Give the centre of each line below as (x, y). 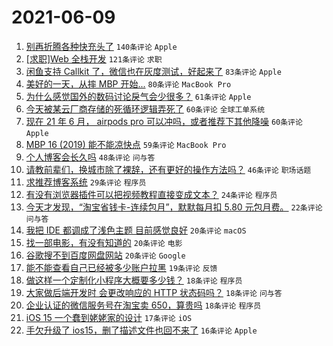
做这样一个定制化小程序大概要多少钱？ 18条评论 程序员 (134, 280)
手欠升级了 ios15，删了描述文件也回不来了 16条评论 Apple (141, 330)
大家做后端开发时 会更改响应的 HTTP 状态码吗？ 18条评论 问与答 (154, 292)
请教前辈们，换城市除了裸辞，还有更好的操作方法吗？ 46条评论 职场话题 (168, 169)
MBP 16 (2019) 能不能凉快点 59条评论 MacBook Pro (126, 144)
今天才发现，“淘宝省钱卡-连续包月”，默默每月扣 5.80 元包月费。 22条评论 (174, 207)
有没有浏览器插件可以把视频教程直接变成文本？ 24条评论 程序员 (151, 194)
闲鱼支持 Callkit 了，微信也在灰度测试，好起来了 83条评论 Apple (153, 71)
